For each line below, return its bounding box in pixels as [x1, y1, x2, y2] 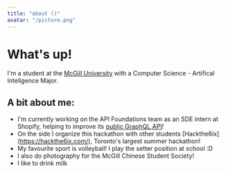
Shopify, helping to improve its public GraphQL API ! [17, 122, 164, 131]
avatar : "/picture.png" [7, 17, 76, 24]
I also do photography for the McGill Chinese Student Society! [17, 152, 195, 160]
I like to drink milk [17, 159, 68, 167]
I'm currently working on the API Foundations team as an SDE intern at [17, 115, 218, 123]
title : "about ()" [7, 10, 60, 17]
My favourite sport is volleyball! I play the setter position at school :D [17, 145, 214, 153]
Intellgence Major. [7, 77, 59, 85]
